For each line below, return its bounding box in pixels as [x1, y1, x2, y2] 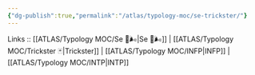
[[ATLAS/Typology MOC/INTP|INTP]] [7, 57, 129, 67]
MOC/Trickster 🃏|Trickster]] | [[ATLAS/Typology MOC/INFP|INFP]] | [7, 45, 231, 56]
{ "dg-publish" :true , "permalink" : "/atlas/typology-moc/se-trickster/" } [7, 11, 248, 20]
